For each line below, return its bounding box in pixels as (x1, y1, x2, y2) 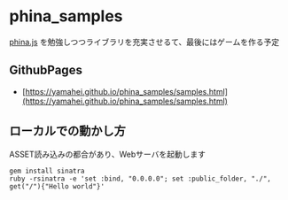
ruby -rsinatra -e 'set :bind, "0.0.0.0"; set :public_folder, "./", (9, 174, 272, 183)
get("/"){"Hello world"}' (9, 181, 105, 191)
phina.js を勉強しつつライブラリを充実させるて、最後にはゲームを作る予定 (9, 36, 280, 47)
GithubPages (9, 63, 82, 78)
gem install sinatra (9, 166, 86, 175)
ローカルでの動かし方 (9, 124, 126, 139)
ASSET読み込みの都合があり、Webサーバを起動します (9, 149, 206, 159)
